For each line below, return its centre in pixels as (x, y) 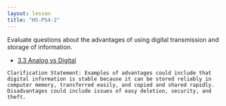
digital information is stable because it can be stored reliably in (110, 79)
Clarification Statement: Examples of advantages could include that (110, 73)
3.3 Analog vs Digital (47, 60)
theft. (17, 97)
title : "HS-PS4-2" (34, 20)
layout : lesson (29, 13)
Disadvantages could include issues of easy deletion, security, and (110, 91)
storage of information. (40, 47)
